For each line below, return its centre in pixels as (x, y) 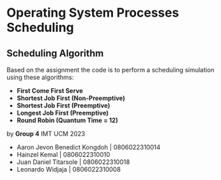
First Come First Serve (50, 91)
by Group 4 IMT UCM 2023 (46, 134)
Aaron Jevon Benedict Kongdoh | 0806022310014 (89, 147)
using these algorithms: (40, 77)
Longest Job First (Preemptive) (62, 113)
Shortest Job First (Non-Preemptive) (71, 98)
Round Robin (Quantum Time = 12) (67, 120)
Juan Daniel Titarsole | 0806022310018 (73, 162)
